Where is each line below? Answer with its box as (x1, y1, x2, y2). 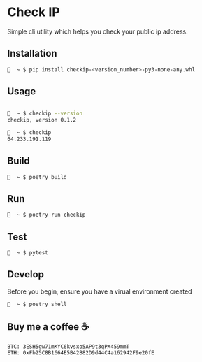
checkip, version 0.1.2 (7, 117, 77, 124)
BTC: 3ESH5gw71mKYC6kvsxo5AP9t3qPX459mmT (7, 343, 130, 350)
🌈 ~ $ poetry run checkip (7, 211, 86, 219)
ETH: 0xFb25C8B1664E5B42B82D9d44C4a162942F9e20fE (7, 349, 155, 356)
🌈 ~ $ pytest (7, 249, 49, 256)
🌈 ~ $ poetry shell (7, 301, 68, 307)
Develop (7, 268, 44, 280)
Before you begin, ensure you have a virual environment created (7, 287, 192, 296)
